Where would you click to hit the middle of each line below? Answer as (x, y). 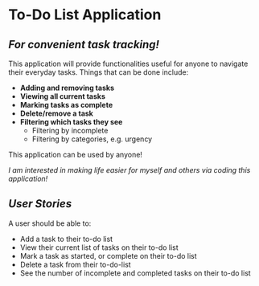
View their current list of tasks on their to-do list (99, 247)
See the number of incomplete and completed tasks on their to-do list (135, 273)
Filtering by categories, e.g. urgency (92, 139)
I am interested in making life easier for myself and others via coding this (129, 170)
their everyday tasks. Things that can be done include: (99, 72)
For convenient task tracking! (84, 45)
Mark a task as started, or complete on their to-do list (108, 255)
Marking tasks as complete (66, 105)
